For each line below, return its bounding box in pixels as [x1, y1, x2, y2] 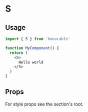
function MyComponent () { [5, 45, 59, 50]
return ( [9, 50, 28, 55]
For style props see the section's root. [5, 101, 83, 107]
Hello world [18, 60, 43, 65]
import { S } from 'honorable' [5, 36, 70, 41]
